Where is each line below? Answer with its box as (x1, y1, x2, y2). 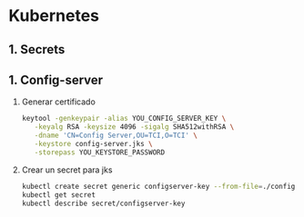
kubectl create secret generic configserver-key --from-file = (21, 182, 263, 191)
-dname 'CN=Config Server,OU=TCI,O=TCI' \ (34, 131, 198, 141)
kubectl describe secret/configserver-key (21, 199, 186, 208)
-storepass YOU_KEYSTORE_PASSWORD (34, 147, 166, 157)
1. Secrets (8, 42, 66, 57)
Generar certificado (21, 96, 96, 107)
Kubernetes (8, 5, 100, 26)
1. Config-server (8, 72, 104, 87)
